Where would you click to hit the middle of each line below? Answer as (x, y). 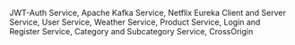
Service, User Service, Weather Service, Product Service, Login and (135, 22)
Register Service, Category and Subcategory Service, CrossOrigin (131, 31)
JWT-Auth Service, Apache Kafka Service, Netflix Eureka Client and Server (148, 13)
